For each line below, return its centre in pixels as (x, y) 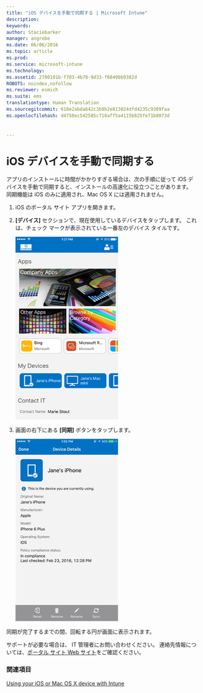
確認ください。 (126, 652)
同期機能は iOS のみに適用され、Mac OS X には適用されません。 (87, 194)
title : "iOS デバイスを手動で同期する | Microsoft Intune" (77, 13)
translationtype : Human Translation (53, 103)
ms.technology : (26, 71)
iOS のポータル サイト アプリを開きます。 (67, 208)
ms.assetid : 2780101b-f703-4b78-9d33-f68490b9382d (72, 77)
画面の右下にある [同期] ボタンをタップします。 (74, 430)
